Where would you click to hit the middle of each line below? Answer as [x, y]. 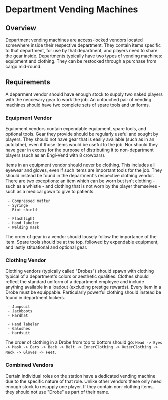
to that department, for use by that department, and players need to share [81, 50]
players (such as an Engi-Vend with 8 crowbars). [55, 155]
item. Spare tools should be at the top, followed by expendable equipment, [82, 242]
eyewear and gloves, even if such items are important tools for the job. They [84, 170]
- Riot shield [22, 210]
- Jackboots [20, 311]
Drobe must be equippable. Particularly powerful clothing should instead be [83, 292]
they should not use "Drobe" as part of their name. [57, 392]
